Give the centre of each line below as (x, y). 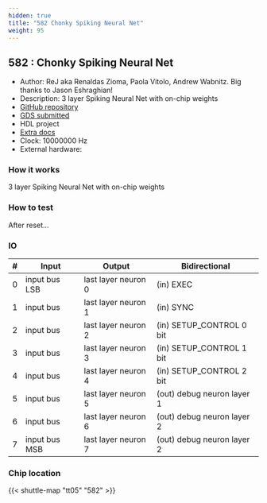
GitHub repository (49, 107)
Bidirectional (206, 266)
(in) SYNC (175, 308)
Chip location (35, 473)
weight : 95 (26, 30)
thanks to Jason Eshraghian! (66, 90)
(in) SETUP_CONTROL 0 (202, 325)
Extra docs (37, 133)
